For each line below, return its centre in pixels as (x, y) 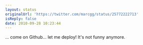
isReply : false (21, 19)
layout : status (21, 10)
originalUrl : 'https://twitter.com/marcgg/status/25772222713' (72, 14)
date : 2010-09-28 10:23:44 (33, 23)
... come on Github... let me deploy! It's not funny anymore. (65, 37)
